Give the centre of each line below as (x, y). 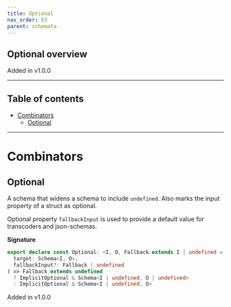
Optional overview (47, 54)
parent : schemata (32, 26)
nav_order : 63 (27, 20)
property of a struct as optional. (52, 206)
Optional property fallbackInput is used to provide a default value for (106, 219)
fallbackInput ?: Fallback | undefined (69, 265)
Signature (22, 240)
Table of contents (45, 99)
